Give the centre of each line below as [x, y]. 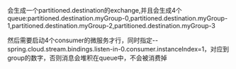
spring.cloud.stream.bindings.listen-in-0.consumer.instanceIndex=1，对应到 [118, 49]
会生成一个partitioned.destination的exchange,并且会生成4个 [95, 10]
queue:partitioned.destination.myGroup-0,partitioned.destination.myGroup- [118, 18]
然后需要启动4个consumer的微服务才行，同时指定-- [83, 40]
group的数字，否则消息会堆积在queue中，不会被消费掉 [88, 58]
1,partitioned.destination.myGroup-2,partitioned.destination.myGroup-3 [112, 26]
